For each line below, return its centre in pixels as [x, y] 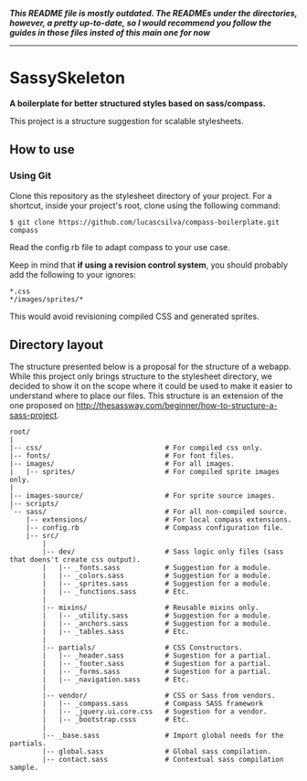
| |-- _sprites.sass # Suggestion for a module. [157, 584]
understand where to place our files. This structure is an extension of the [147, 396]
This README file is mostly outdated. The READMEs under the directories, [153, 13]
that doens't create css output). [75, 560]
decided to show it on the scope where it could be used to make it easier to [151, 386]
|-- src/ [42, 536]
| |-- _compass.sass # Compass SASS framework [153, 704]
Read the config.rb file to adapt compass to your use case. [120, 247]
